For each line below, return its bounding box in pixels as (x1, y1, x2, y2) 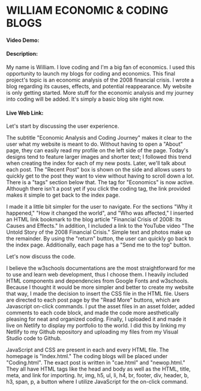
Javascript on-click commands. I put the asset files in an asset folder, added (6, 303, 195, 310)
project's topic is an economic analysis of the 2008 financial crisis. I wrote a (6, 76, 194, 83)
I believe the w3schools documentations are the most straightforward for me (6, 264, 196, 272)
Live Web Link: (6, 109, 44, 116)
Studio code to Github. (6, 335, 62, 342)
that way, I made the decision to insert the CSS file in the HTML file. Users (6, 290, 189, 297)
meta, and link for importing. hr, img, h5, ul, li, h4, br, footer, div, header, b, (6, 372, 189, 379)
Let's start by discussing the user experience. (6, 122, 119, 130)
